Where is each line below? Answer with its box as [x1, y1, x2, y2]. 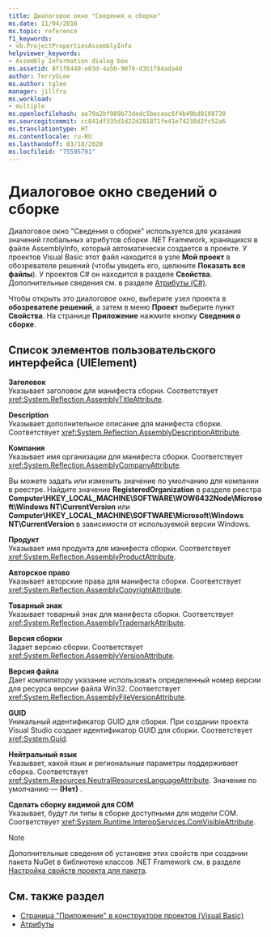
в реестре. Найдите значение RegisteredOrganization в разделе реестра [8, 485, 261, 494]
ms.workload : [8, 95, 53, 103]
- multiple [8, 102, 45, 110]
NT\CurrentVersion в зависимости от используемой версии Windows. [8, 520, 251, 529]
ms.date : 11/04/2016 [8, 19, 78, 28]
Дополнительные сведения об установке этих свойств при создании [8, 849, 248, 858]
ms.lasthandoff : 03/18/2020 [8, 139, 104, 148]
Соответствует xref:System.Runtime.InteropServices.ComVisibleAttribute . [8, 817, 256, 827]
